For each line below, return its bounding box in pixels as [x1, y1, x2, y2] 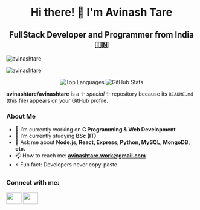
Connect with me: [6, 179, 60, 187]
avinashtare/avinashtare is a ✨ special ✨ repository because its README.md [6, 90, 193, 97]
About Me [6, 112, 36, 120]
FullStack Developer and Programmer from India [8, 30, 195, 40]
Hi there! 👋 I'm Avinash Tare [30, 5, 173, 19]
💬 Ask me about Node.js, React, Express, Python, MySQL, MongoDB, [15, 139, 190, 146]
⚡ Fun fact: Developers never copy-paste [15, 161, 118, 168]
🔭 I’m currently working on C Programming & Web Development [15, 126, 176, 133]
